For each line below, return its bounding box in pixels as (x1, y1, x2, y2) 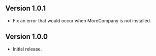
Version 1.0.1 (5, 4, 46, 13)
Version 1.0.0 (5, 33, 48, 41)
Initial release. (12, 46, 42, 52)
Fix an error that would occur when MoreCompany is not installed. (12, 17, 151, 23)
